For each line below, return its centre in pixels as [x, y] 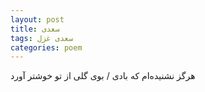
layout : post [37, 19]
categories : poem [46, 47]
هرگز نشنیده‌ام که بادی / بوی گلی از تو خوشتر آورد [103, 76]
